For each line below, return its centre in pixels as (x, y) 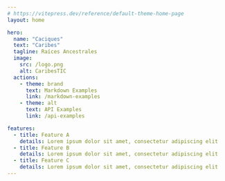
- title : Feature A (42, 135)
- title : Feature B (42, 148)
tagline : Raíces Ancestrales (55, 52)
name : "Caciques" (38, 39)
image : (23, 58)
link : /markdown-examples (63, 97)
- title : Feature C (42, 161)
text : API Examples (53, 110)
